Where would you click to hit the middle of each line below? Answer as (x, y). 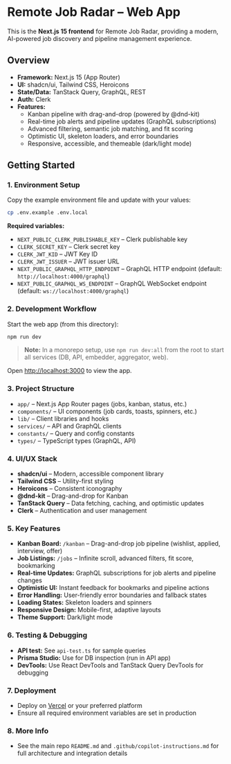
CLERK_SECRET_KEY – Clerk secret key (68, 247)
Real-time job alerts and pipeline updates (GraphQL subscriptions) (122, 121)
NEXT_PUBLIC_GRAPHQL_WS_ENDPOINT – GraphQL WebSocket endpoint (112, 284)
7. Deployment (32, 691)
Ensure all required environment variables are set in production (107, 713)
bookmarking (36, 566)
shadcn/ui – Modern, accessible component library (90, 474)
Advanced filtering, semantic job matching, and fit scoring (110, 128)
